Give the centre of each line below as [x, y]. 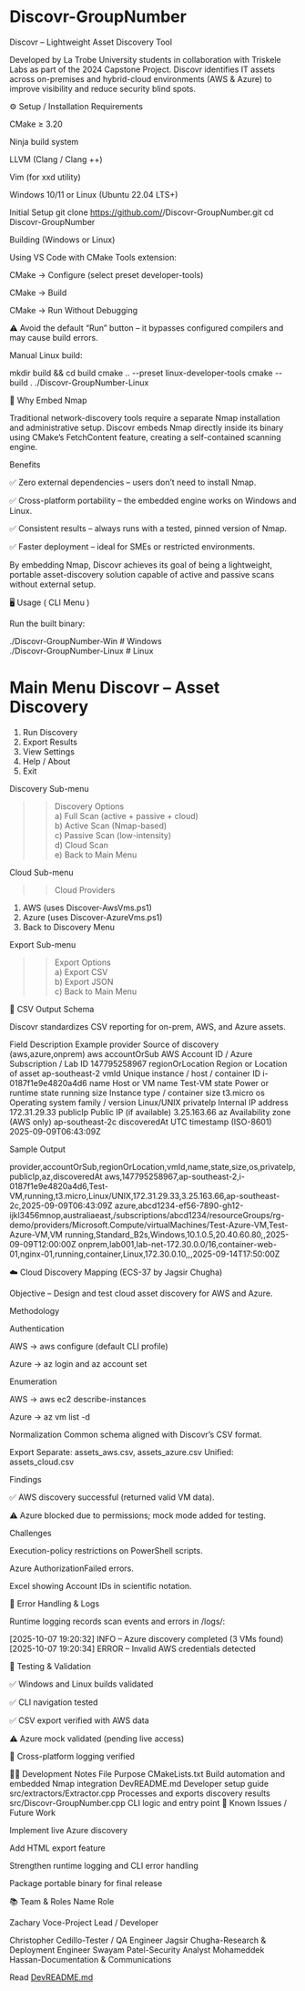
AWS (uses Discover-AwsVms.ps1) [87, 908]
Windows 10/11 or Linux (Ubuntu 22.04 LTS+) [94, 194]
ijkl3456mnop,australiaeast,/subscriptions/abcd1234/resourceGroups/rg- [147, 1215]
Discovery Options [89, 806]
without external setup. [53, 584]
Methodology [35, 1310]
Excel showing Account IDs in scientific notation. [101, 1586]
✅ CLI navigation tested [54, 1702]
